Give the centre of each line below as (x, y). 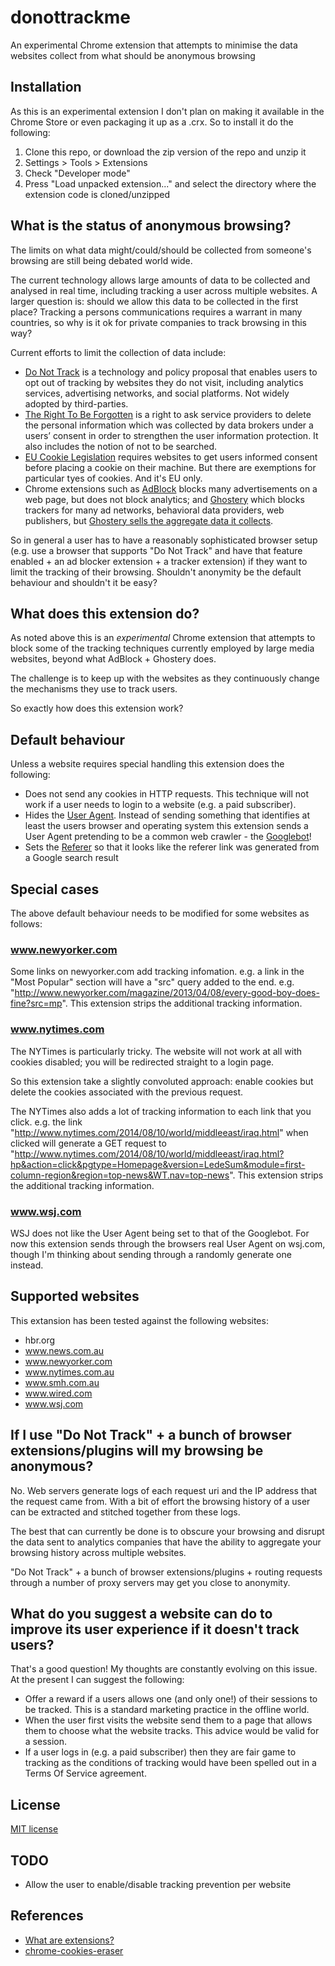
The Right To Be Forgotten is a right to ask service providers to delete (168, 414)
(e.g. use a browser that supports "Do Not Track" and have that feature (156, 550)
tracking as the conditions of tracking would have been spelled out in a (170, 1763)
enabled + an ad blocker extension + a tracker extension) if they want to (159, 561)
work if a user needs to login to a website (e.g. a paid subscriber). (160, 805)
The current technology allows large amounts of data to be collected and (160, 280)
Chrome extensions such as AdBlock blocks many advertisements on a (171, 488)
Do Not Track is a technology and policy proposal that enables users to (171, 372)
